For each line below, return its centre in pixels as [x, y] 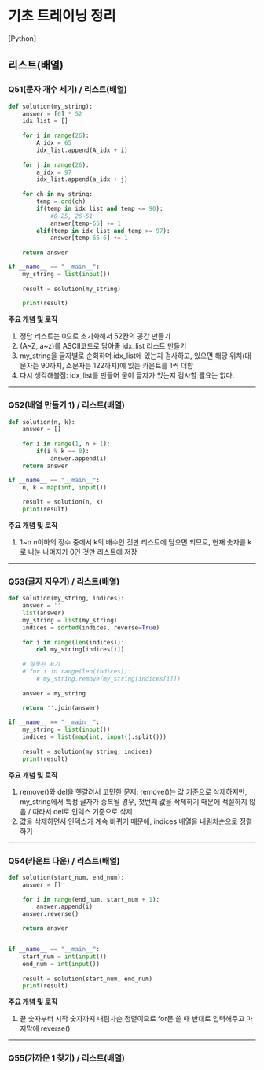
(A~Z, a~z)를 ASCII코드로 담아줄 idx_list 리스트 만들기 [103, 346]
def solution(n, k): [42, 422]
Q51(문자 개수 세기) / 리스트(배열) [68, 90]
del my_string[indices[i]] [81, 650]
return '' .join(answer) [61, 708]
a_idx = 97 [54, 172]
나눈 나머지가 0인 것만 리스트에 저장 [82, 552]
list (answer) [44, 613]
